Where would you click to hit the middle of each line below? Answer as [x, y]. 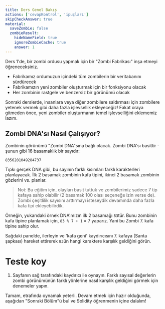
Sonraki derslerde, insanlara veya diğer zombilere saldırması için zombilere [82, 102]
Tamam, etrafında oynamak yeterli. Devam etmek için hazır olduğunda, [78, 295]
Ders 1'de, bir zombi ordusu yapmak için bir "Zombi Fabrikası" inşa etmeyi [81, 61]
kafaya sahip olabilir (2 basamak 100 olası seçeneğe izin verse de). [87, 195]
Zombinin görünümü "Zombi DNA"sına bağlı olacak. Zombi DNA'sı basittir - [82, 146]
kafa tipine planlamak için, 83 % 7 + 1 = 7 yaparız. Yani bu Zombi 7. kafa [79, 221]
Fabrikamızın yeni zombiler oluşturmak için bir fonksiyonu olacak [79, 87]
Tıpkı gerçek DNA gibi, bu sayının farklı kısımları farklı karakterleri [73, 170]
